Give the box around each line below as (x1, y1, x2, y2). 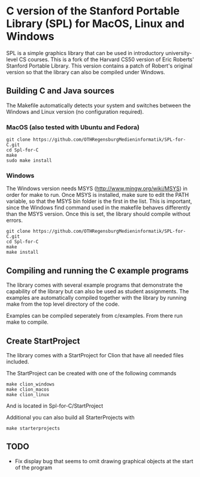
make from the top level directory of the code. (6, 300, 120, 308)
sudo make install (6, 157, 52, 164)
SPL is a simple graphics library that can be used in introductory (6, 49, 165, 56)
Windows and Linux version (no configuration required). (6, 108, 144, 115)
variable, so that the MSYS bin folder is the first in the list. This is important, (6, 198, 193, 205)
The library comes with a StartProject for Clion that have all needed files (6, 351, 184, 358)
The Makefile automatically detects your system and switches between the (6, 102, 191, 109)
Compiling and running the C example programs (6, 265, 189, 276)
